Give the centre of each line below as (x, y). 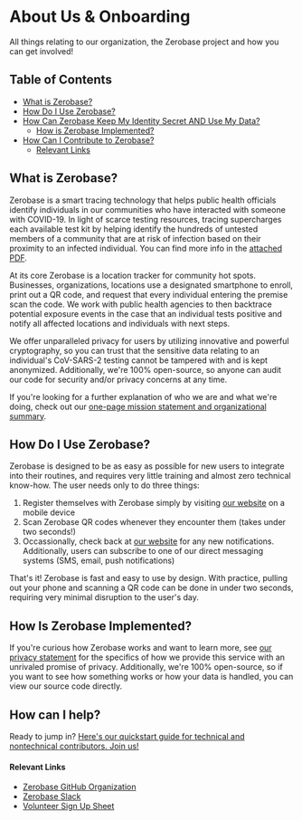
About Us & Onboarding (100, 17)
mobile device (48, 512)
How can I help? (55, 715)
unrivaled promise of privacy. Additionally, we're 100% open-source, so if (146, 667)
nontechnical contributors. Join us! (74, 746)
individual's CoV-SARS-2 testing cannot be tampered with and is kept (139, 360)
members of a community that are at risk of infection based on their (135, 238)
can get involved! (42, 51)
